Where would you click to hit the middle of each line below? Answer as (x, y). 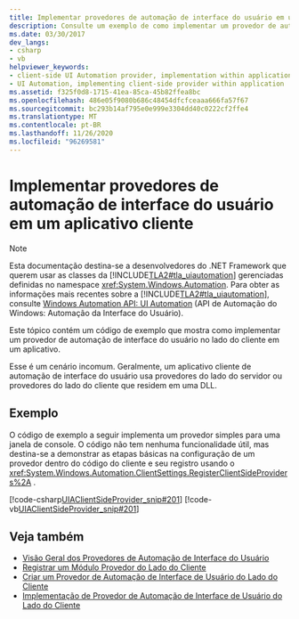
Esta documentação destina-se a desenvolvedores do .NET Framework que (148, 265)
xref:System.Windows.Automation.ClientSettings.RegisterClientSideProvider (148, 472)
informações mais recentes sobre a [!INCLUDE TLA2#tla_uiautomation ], (139, 294)
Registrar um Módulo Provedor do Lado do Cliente (114, 567)
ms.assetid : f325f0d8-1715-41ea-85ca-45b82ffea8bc (105, 92)
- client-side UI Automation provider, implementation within (127, 76)
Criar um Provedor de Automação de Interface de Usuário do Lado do (150, 577)
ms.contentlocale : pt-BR (55, 126)
